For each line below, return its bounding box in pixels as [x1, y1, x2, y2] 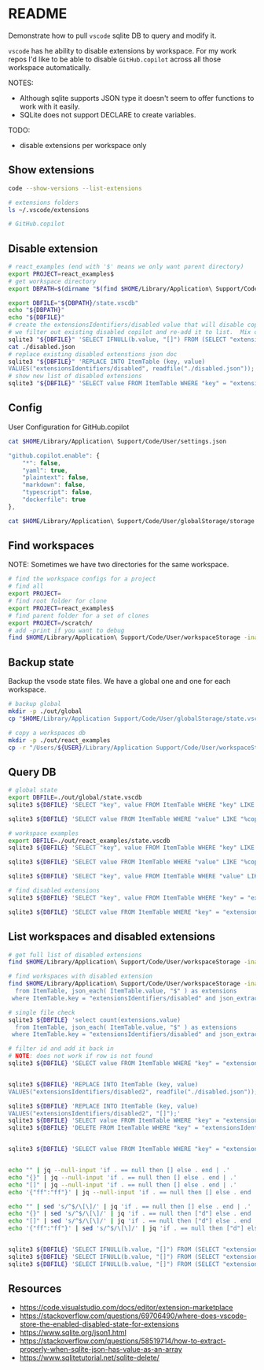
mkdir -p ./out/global [8, 707, 82, 715]
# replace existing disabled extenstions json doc [8, 350, 178, 358]
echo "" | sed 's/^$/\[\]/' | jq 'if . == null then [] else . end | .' [8, 1202, 251, 1210]
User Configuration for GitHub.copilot [8, 422, 130, 432]
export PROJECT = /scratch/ [8, 619, 93, 627]
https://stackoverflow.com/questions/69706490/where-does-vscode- [19, 1311, 247, 1320]
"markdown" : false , [22, 481, 86, 489]
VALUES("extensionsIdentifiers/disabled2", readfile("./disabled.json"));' [8, 1088, 262, 1096]
